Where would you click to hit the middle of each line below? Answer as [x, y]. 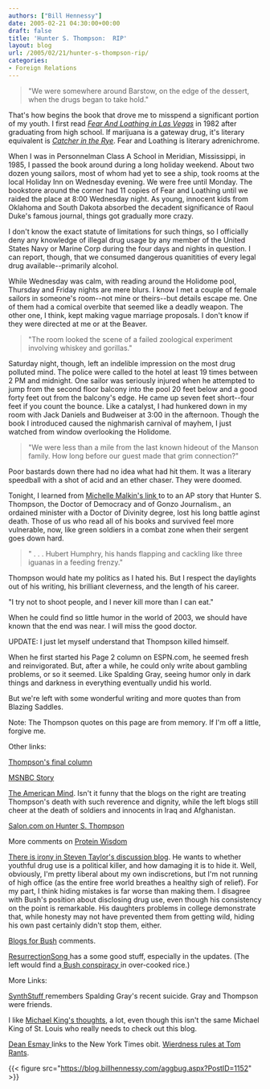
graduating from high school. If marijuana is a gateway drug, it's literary [127, 132]
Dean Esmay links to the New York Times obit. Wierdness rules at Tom [125, 1044]
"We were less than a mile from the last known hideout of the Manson [143, 447]
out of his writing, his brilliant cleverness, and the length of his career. [124, 586]
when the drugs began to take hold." [88, 99]
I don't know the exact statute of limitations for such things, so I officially [129, 231]
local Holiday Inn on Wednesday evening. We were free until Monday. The [131, 181]
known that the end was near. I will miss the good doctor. [103, 626]
